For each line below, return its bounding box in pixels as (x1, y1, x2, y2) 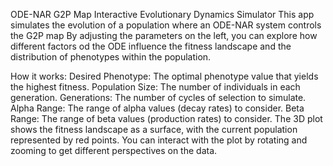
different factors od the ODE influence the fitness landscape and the (10, 40, 292, 52)
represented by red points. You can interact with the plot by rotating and (10, 134, 308, 146)
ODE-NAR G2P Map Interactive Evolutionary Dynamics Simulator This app (10, 9, 315, 20)
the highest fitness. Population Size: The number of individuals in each (10, 81, 301, 93)
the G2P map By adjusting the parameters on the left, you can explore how (10, 30, 318, 41)
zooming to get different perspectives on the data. (10, 145, 218, 156)
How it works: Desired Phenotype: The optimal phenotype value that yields (10, 70, 319, 82)
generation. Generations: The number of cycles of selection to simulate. (10, 92, 307, 103)
